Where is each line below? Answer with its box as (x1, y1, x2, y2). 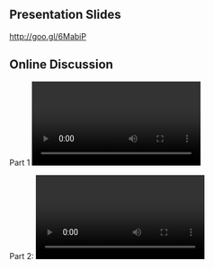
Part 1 (9, 157, 31, 168)
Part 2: (9, 250, 34, 261)
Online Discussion (9, 57, 114, 73)
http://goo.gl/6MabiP (9, 30, 87, 41)
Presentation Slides (9, 7, 121, 22)
